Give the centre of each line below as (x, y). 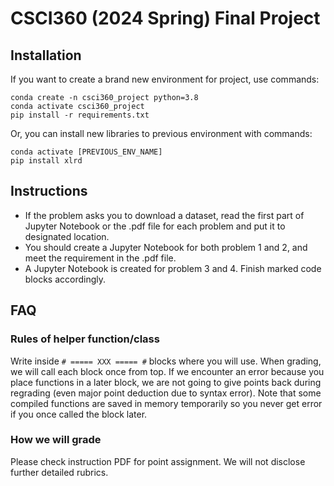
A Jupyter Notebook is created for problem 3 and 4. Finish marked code (173, 268)
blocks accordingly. (65, 279)
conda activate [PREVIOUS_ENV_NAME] (86, 152)
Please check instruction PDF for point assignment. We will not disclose (158, 461)
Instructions (49, 191)
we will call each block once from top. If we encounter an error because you (167, 371)
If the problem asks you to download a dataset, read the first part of (164, 215)
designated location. (67, 236)
